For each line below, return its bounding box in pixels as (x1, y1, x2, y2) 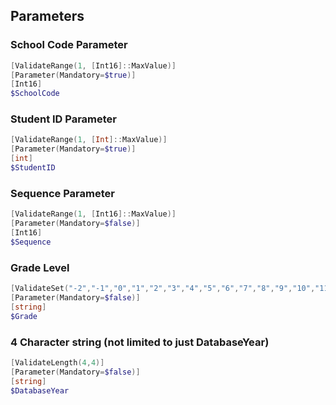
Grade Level (10, 260, 70, 274)
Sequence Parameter (10, 186, 115, 200)
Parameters (10, 8, 85, 25)
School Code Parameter (10, 38, 128, 52)
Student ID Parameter (10, 112, 118, 126)
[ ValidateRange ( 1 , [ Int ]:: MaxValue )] (10, 135, 168, 145)
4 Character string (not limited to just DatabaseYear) (10, 335, 270, 349)
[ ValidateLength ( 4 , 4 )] (10, 357, 105, 368)
